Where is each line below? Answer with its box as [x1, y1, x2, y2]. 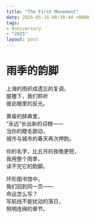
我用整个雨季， [6, 155, 43, 162]
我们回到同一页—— [6, 183, 54, 190]
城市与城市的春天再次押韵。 [6, 135, 75, 142]
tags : [6, 20, 20, 26]
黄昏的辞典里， [6, 112, 43, 119]
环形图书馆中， [6, 175, 43, 182]
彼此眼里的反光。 [6, 100, 48, 107]
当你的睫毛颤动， [6, 127, 48, 134]
